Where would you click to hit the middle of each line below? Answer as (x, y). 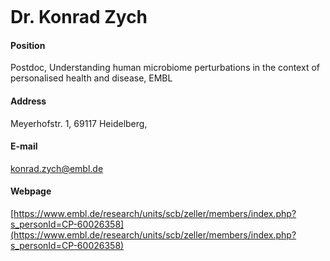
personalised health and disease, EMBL (91, 78)
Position (28, 45)
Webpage (31, 191)
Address (28, 101)
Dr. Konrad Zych (79, 17)
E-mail (24, 146)
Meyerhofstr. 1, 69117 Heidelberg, (79, 123)
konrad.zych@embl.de (57, 168)
